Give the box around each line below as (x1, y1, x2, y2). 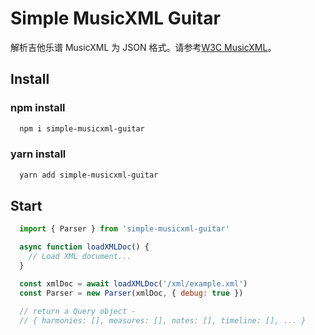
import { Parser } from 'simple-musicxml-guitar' (19, 224, 230, 234)
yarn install (10, 147, 67, 161)
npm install (10, 101, 66, 115)
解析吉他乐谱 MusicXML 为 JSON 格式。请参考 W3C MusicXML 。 (10, 41, 277, 53)
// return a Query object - (19, 306, 137, 316)
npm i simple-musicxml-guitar (19, 123, 145, 134)
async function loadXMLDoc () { (19, 242, 150, 252)
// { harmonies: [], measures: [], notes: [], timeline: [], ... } (19, 315, 307, 326)
